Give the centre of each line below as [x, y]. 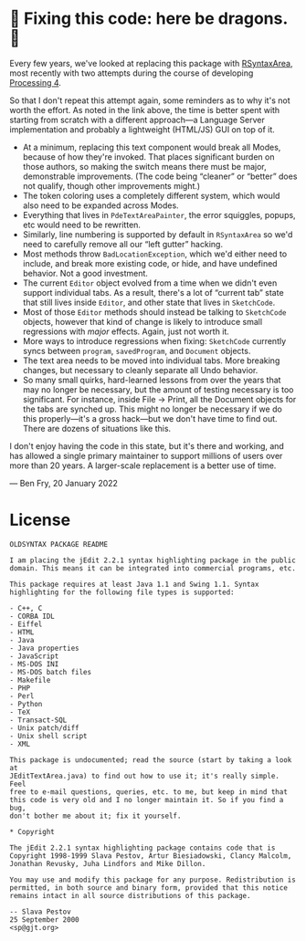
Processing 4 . [36, 82]
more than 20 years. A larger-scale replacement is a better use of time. [143, 465]
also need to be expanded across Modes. [101, 205]
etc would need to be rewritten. [82, 225]
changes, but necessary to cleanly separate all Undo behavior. [140, 370]
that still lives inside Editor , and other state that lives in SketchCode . [149, 302]
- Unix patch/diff [44, 728]
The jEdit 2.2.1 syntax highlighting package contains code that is [142, 848]
